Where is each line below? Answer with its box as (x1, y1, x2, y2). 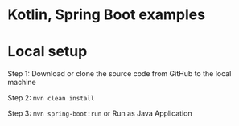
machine (7, 78, 37, 87)
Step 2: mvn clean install (7, 93, 95, 103)
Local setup (7, 43, 88, 61)
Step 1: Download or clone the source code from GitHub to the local (7, 69, 232, 79)
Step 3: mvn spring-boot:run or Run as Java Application (7, 108, 192, 118)
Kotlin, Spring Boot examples (7, 6, 206, 24)
